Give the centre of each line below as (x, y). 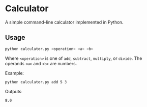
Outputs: (14, 91)
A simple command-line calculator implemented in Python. (64, 22)
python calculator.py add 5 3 (36, 82)
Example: (15, 73)
